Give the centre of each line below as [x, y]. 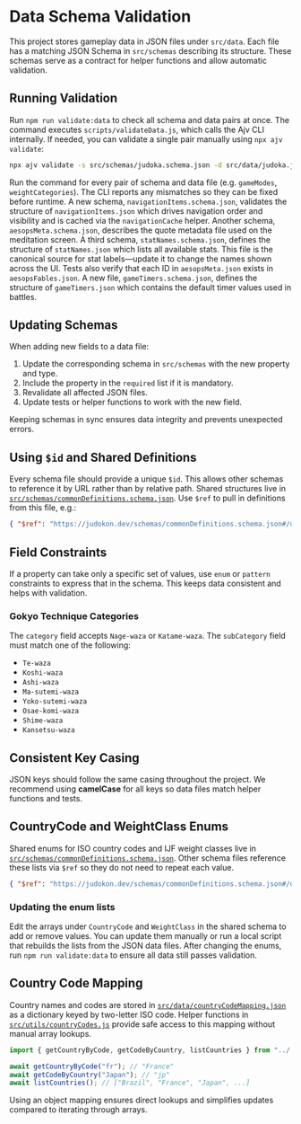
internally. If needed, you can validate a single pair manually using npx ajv [146, 139]
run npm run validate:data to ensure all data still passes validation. [133, 955]
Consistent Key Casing [74, 758]
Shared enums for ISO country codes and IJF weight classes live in [133, 848]
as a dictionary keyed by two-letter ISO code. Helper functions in [129, 1014]
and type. [40, 374]
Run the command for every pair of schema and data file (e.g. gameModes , [143, 182]
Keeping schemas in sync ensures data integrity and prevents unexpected [146, 420]
